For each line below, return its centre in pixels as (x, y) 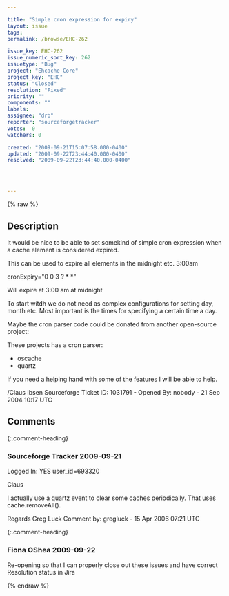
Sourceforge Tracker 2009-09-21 (64, 456)
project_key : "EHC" (35, 77)
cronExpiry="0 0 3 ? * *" (42, 277)
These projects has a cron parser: (55, 345)
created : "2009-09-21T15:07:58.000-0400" (68, 147)
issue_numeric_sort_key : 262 (49, 58)
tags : (15, 32)
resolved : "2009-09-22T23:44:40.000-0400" (69, 160)
